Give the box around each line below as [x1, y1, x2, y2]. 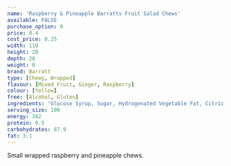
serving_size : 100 [7, 107, 60, 113]
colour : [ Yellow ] [7, 87, 57, 94]
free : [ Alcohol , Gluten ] [7, 94, 79, 101]
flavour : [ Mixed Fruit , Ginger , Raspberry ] [7, 81, 135, 88]
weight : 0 [7, 62, 36, 68]
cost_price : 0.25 [7, 36, 57, 43]
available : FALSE [7, 17, 57, 24]
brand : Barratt [7, 68, 51, 75]
